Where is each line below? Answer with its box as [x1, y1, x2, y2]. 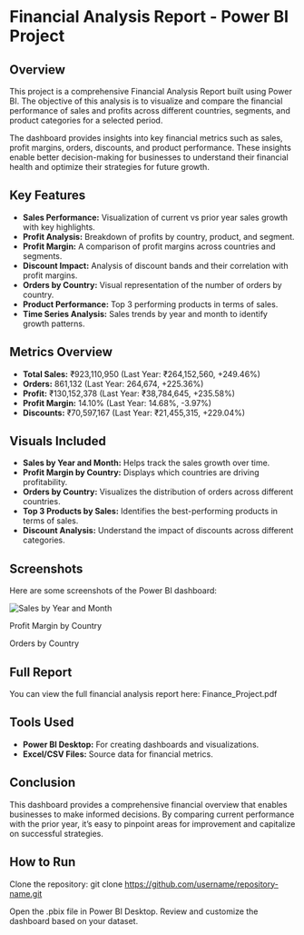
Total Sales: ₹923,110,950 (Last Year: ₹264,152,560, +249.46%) [22, 368, 261, 379]
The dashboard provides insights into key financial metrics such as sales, [9, 133, 283, 143]
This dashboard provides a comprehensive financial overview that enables [9, 799, 288, 810]
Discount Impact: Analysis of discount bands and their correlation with [22, 260, 289, 271]
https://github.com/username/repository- [124, 879, 279, 890]
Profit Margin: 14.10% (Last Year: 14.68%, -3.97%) [22, 397, 211, 408]
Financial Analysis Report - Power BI [9, 6, 289, 27]
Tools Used [9, 715, 74, 731]
